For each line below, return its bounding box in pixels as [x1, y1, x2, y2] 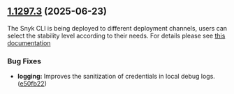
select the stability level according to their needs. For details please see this [7, 31, 226, 40]
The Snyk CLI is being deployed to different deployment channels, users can [7, 24, 228, 32]
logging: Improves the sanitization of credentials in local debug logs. [17, 72, 215, 81]
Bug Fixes [7, 56, 42, 65]
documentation [7, 38, 51, 47]
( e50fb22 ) [17, 79, 47, 88]
